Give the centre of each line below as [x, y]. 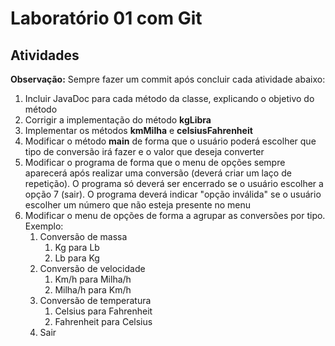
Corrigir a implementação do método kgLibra [118, 120]
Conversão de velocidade [92, 268]
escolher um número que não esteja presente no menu [138, 205]
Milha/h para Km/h [93, 290]
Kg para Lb [77, 247]
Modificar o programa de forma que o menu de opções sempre [155, 162]
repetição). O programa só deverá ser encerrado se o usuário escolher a [174, 183]
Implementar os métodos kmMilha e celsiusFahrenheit [138, 130]
